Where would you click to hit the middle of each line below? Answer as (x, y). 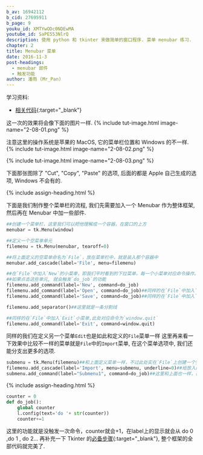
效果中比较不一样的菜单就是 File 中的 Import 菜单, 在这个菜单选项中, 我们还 (102, 344)
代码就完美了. (28, 446)
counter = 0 (21, 396)
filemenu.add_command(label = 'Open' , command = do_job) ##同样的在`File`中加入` (102, 291)
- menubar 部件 (30, 68)
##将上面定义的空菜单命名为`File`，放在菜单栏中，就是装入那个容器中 (82, 257)
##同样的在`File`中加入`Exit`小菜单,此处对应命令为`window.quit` (82, 318)
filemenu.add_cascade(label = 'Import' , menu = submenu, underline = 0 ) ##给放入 (101, 368)
